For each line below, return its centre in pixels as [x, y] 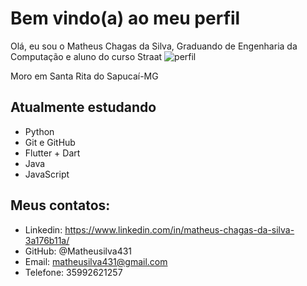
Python [39, 131]
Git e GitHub [50, 142]
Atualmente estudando [83, 107]
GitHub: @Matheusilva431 [78, 251]
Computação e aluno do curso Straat [86, 56]
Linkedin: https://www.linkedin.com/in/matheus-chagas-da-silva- [159, 229]
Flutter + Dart [52, 153]
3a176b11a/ [47, 240]
